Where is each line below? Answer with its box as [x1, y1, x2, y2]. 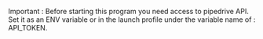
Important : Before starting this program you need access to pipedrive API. [8, 7, 250, 16]
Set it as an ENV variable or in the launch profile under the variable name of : [8, 15, 256, 24]
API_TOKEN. [8, 23, 48, 32]
